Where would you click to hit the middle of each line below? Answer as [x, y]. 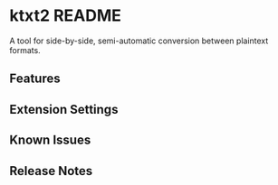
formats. [25, 50]
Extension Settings [64, 109]
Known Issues [50, 140]
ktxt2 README [66, 16]
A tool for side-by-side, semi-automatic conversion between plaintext [139, 41]
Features [35, 79]
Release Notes [51, 171]
